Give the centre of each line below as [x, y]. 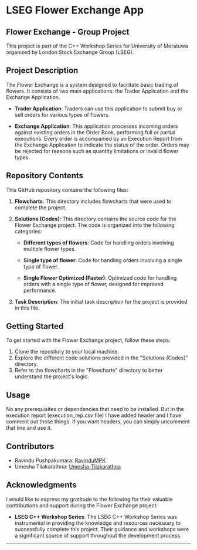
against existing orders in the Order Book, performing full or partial [95, 132]
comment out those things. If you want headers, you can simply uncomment [98, 422]
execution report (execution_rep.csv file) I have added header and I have [94, 415]
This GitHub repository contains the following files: [67, 190]
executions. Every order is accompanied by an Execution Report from [98, 138]
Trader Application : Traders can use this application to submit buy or [98, 108]
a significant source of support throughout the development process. [98, 535]
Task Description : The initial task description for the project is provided [101, 301]
